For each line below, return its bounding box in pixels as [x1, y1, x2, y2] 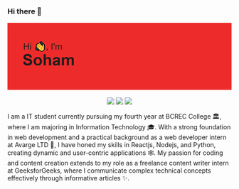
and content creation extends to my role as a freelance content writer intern [7, 159, 229, 168]
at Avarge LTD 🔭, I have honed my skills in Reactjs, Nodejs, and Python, [7, 141, 216, 149]
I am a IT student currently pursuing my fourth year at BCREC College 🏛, [7, 112, 222, 121]
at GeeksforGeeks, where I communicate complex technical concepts [7, 166, 211, 175]
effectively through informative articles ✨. [7, 174, 129, 183]
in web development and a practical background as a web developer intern [7, 133, 227, 141]
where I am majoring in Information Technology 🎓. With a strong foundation [7, 123, 231, 131]
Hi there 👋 [7, 6, 43, 16]
